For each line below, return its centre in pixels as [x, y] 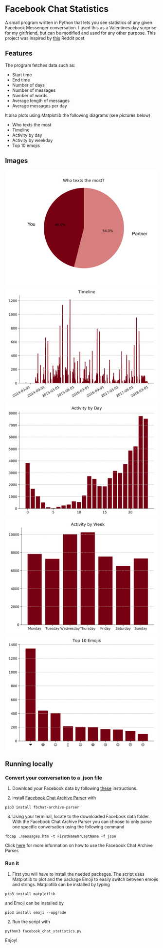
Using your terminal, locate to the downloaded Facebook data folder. [81, 817]
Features [19, 53]
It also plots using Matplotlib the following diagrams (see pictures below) [78, 115]
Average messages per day [39, 105]
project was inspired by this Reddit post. [45, 38]
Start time [22, 75]
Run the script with [31, 922]
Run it [12, 864]
